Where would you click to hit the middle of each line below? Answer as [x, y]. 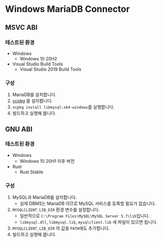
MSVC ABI [22, 27]
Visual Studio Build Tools [38, 64]
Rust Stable [31, 172]
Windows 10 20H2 [38, 58]
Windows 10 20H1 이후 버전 [47, 161]
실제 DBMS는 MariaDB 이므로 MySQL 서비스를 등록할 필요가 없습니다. [88, 203]
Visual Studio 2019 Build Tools [51, 69]
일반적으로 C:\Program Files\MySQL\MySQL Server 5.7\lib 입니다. [85, 216]
